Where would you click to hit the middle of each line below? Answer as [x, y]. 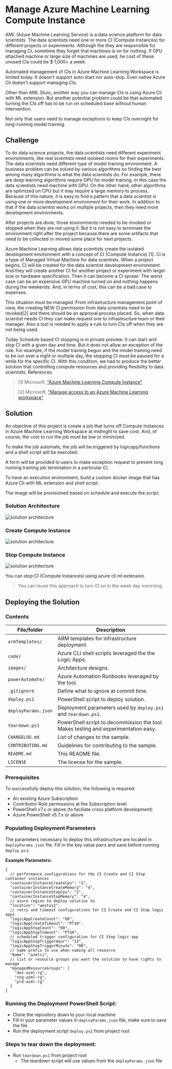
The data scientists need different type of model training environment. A [81, 163]
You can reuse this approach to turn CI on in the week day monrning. [90, 586]
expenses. [16, 292]
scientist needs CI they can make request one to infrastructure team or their [85, 318]
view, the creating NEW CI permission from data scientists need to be [79, 307]
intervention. [19, 109]
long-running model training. [35, 124]
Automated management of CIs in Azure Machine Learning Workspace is [82, 71]
